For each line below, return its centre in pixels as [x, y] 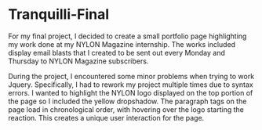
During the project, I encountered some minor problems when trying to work [131, 76]
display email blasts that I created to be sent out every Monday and [116, 52]
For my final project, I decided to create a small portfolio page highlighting [127, 36]
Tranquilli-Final [59, 14]
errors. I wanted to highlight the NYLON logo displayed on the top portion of [131, 92]
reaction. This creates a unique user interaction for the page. [106, 117]
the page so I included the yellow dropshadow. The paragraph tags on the [127, 101]
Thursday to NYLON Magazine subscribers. [78, 61]
